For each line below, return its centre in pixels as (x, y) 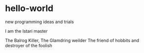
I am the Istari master (26, 31)
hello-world (29, 8)
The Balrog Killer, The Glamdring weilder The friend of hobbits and (72, 40)
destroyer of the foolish (29, 45)
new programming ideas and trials (40, 22)
